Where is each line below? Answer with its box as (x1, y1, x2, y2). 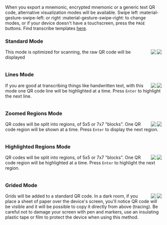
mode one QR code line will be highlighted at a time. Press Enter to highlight (5, 88, 161, 94)
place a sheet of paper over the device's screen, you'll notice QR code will (5, 199, 158, 205)
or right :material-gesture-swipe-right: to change (45, 15, 146, 20)
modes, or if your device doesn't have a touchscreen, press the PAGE (5, 20, 145, 26)
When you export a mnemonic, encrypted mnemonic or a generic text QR (5, 4, 156, 10)
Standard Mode (5, 37, 44, 44)
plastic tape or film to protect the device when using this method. (5, 214, 139, 221)
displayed (5, 54, 25, 60)
